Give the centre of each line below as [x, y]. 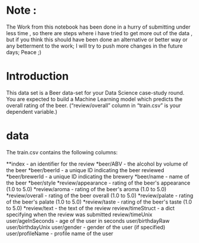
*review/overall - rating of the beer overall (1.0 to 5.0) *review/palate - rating [100, 195]
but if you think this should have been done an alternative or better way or [97, 39]
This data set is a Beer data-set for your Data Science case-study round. [95, 92]
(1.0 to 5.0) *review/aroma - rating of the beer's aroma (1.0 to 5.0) [86, 189]
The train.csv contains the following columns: [62, 152]
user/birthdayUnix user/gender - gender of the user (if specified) [86, 227]
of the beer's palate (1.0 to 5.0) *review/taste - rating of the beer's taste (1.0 [99, 202]
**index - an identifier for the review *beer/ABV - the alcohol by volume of [97, 164]
